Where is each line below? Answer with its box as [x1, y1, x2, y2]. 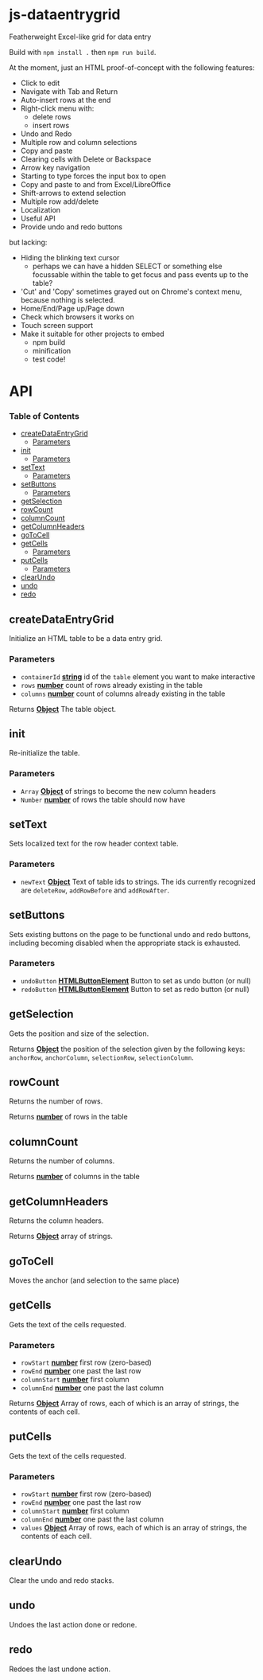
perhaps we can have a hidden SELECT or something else [32, 261, 222, 271]
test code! [32, 354, 66, 364]
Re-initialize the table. [9, 748, 80, 758]
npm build [32, 337, 66, 347]
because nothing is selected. [20, 295, 116, 304]
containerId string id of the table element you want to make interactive [20, 671, 256, 682]
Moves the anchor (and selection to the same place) [9, 1276, 180, 1285]
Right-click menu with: [20, 104, 95, 113]
